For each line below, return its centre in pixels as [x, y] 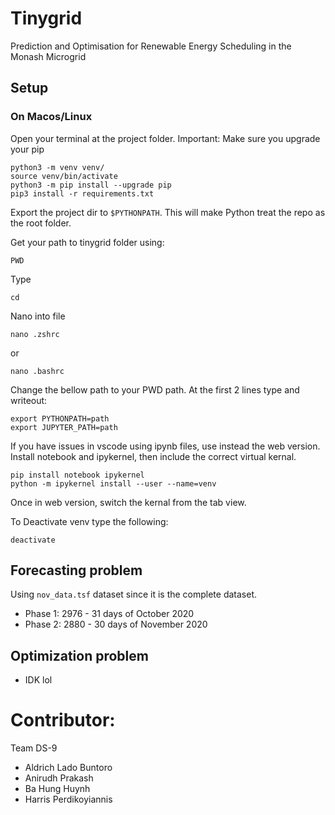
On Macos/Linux [51, 117]
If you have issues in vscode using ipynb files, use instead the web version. [165, 446]
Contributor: [63, 720]
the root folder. [41, 223]
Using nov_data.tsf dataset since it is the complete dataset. [134, 594]
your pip [27, 149]
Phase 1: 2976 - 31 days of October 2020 [109, 614]
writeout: [29, 400]
